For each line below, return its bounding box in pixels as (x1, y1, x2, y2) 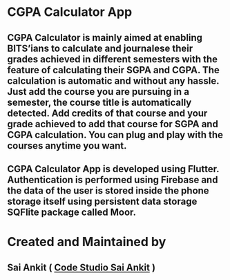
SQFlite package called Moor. (7, 206, 137, 218)
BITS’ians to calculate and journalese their (7, 42, 193, 54)
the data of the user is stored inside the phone (7, 185, 209, 196)
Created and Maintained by (7, 234, 166, 250)
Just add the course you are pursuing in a (7, 86, 190, 97)
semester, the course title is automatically (7, 96, 192, 108)
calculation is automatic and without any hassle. (7, 75, 220, 86)
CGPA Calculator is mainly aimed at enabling (7, 32, 202, 44)
